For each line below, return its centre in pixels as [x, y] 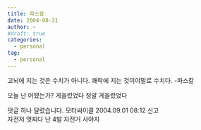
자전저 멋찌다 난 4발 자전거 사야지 [54, 119]
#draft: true [26, 33]
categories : [25, 40]
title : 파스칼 [26, 14]
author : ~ [22, 27]
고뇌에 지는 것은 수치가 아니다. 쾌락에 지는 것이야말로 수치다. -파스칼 [101, 80]
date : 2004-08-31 [33, 20]
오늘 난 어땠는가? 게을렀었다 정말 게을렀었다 [67, 95]
